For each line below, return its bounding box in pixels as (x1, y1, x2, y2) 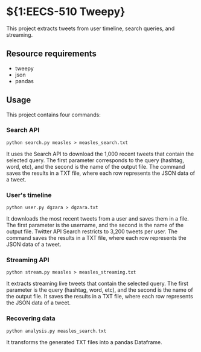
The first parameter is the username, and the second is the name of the (6, 222, 184, 229)
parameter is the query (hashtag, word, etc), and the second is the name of (6, 286, 193, 294)
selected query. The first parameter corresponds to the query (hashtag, (6, 156, 184, 164)
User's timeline (6, 190, 52, 199)
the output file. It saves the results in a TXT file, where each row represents (6, 293, 193, 300)
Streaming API (6, 256, 49, 264)
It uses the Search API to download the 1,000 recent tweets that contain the (6, 150, 194, 157)
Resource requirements (6, 49, 97, 59)
